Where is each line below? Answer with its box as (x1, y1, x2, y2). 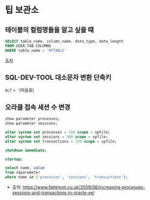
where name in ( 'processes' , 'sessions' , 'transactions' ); (5, 175, 128, 180)
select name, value (5, 166, 45, 171)
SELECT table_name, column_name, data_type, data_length (5, 39, 124, 44)
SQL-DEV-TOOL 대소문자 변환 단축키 (5, 73, 111, 82)
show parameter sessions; (5, 121, 58, 126)
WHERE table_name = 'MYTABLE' (5, 48, 67, 53)
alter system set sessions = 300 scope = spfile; (5, 134, 108, 139)
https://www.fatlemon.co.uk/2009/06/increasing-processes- (22, 184, 146, 190)
